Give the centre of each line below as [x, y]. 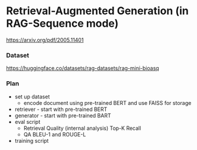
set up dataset [32, 97]
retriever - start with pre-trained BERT [61, 109]
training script [32, 141]
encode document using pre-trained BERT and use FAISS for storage [107, 103]
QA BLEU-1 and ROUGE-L [55, 134]
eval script [28, 122]
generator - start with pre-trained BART [63, 115]
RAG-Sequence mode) [62, 23]
